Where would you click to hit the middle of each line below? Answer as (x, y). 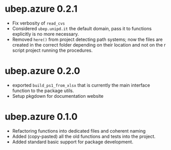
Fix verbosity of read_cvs (38, 23)
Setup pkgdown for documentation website (58, 96)
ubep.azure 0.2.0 (42, 71)
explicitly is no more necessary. (46, 34)
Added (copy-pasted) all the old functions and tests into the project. (84, 136)
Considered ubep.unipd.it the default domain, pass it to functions (82, 28)
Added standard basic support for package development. (73, 142)
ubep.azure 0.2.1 (41, 9)
